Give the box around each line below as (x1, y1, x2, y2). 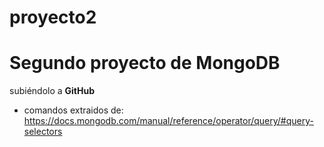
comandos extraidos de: (23, 104, 124, 116)
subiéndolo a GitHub (9, 85, 96, 97)
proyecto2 (9, 6, 97, 29)
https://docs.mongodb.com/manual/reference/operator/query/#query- (23, 115, 314, 127)
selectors (23, 126, 63, 138)
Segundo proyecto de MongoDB (9, 52, 281, 75)
